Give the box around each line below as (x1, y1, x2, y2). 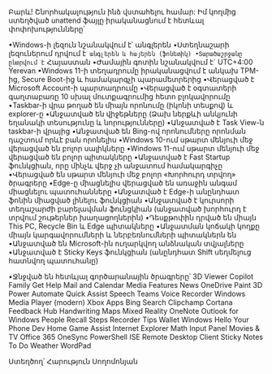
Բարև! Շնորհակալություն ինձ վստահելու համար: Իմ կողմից (8, 7, 237, 16)
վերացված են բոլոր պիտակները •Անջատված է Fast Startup (8, 152, 231, 162)
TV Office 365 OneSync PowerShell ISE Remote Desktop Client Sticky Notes (8, 333, 264, 341)
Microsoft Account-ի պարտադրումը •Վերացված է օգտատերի (8, 83, 237, 93)
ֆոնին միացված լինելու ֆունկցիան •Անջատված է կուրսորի (8, 195, 235, 205)
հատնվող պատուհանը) (8, 256, 99, 265)
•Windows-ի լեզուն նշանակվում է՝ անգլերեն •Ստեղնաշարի (8, 40, 230, 50)
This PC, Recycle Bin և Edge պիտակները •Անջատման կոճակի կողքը (8, 221, 260, 231)
